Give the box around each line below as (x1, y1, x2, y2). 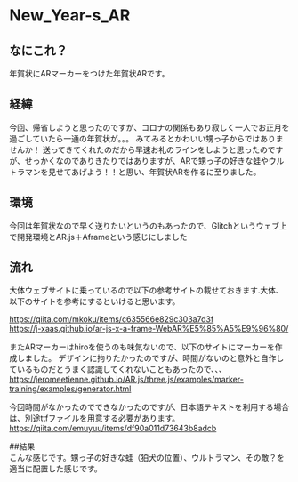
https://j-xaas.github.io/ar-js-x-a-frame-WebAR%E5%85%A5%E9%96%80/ (9, 324, 289, 334)
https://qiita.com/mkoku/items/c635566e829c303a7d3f (9, 314, 214, 325)
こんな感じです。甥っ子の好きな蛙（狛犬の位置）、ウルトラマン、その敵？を (9, 453, 285, 463)
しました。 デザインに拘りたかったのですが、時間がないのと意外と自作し (16, 353, 285, 364)
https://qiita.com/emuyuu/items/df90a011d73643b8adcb (9, 423, 217, 434)
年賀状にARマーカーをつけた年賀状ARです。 (9, 68, 170, 78)
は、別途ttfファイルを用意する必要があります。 (9, 413, 181, 423)
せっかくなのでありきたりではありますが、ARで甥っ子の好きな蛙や (24, 155, 269, 165)
